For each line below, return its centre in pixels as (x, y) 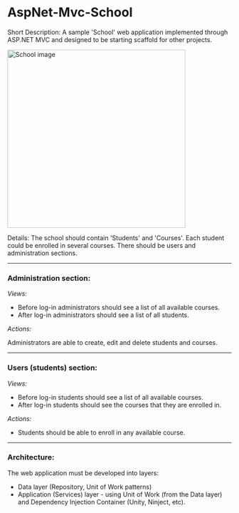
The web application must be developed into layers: (83, 473)
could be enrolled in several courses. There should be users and (102, 245)
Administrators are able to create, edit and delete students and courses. (113, 343)
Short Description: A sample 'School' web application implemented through (118, 32)
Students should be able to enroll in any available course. (101, 432)
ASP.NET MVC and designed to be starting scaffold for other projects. (110, 39)
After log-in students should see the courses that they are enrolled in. (119, 405)
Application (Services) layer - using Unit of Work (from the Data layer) (120, 494)
